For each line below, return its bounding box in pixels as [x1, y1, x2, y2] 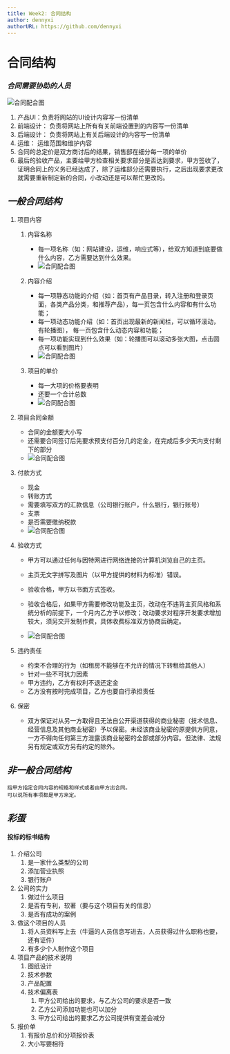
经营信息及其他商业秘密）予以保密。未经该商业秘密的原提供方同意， [27, 725, 222, 733]
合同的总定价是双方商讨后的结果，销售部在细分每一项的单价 [17, 147, 187, 156]
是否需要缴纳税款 [27, 518, 77, 526]
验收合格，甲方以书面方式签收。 [27, 585, 119, 593]
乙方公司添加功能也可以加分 [37, 1005, 117, 1013]
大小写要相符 [27, 1039, 64, 1048]
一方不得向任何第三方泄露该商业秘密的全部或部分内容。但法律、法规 [27, 733, 222, 742]
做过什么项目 [27, 893, 64, 901]
